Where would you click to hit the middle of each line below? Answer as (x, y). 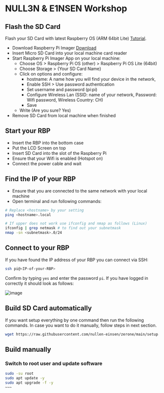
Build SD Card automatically (48, 308)
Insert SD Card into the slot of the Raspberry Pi (59, 153)
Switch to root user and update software (54, 363)
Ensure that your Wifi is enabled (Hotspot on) (58, 158)
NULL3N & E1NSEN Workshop (66, 9)
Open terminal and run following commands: (57, 201)
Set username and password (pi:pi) (62, 89)
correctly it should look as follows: (40, 283)
